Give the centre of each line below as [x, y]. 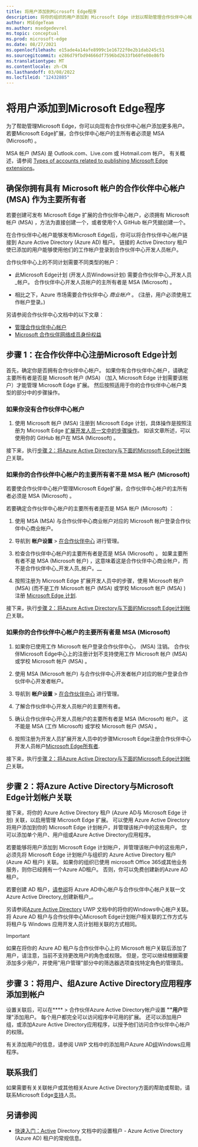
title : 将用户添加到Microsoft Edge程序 [52, 12]
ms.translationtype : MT [35, 61]
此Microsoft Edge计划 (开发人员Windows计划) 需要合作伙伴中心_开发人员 [103, 275]
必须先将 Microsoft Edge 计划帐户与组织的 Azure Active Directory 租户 [91, 855]
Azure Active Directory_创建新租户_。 [51, 897]
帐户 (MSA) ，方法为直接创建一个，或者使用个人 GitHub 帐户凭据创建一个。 [97, 222]
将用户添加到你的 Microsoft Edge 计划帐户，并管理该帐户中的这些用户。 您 [97, 827]
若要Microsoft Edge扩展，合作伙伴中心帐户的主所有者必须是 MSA [85, 133]
